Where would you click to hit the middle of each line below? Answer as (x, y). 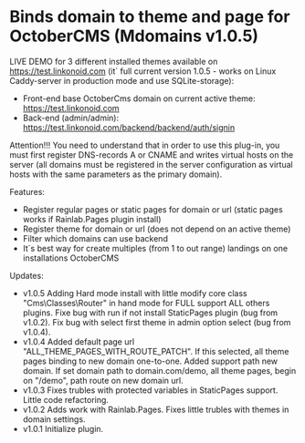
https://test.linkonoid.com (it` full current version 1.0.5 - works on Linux (143, 71)
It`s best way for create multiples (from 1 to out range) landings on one (155, 248)
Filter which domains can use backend (95, 238)
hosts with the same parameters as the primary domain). (116, 174)
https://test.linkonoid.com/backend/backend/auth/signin (129, 127)
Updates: (26, 275)
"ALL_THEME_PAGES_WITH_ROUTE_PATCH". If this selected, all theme (156, 351)
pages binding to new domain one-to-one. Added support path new (150, 361)
